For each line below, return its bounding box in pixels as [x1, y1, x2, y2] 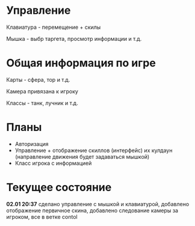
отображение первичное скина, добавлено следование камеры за [6, 207, 179, 214]
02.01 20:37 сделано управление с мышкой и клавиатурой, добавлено [6, 200, 190, 207]
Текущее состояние [6, 181, 112, 194]
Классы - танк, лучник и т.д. [6, 99, 78, 106]
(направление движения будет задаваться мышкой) [14, 153, 150, 160]
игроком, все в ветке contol [6, 213, 78, 220]
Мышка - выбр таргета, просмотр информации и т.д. [6, 35, 142, 42]
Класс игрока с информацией [14, 159, 92, 166]
